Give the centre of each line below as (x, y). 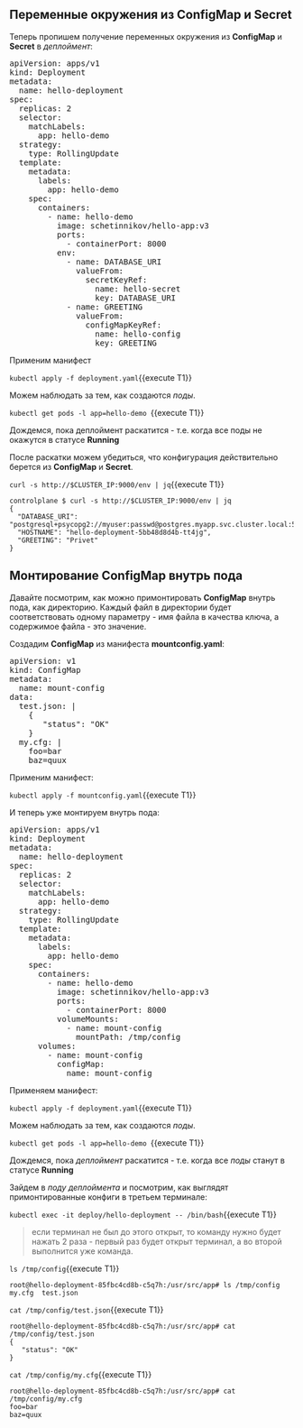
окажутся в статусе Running (64, 439)
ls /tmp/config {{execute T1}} (64, 1268)
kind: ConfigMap (45, 670)
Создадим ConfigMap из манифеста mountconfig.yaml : (117, 643)
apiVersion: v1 (43, 661)
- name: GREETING (105, 307)
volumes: (57, 1046)
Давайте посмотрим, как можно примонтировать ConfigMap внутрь (142, 597)
